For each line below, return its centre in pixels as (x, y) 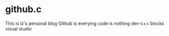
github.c (23, 9)
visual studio (19, 28)
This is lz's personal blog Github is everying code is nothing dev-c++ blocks (85, 23)
